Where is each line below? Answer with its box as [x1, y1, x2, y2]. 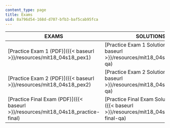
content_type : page [5, 7, 47, 13]
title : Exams [5, 12, 33, 17]
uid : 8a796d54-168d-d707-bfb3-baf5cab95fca [5, 17, 99, 22]
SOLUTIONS [136, 33, 166, 40]
